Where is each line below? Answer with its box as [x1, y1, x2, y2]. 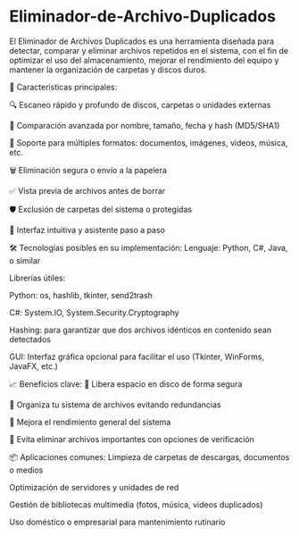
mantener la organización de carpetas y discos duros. [9, 64, 208, 75]
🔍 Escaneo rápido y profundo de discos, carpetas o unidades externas [9, 99, 271, 110]
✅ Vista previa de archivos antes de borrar [9, 185, 166, 196]
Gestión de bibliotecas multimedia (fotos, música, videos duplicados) [9, 498, 263, 510]
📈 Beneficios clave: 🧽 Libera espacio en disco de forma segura [9, 378, 243, 389]
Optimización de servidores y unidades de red [9, 482, 179, 492]
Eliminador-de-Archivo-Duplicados [9, 6, 277, 27]
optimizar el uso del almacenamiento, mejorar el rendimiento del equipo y [9, 54, 279, 65]
